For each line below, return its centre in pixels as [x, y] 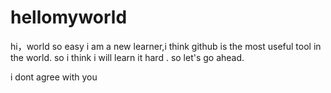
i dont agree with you [54, 77]
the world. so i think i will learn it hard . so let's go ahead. [127, 57]
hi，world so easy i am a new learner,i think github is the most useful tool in [166, 46]
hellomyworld [69, 17]
